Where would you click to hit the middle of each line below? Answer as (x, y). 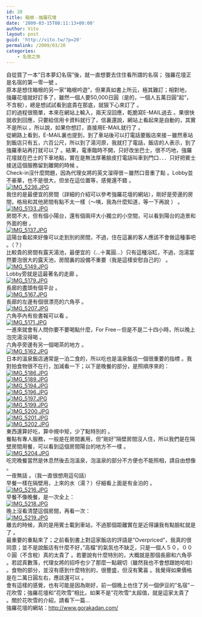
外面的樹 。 (20, 223)
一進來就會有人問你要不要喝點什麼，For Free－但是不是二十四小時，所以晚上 (101, 329)
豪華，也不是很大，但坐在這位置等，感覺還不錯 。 (72, 180)
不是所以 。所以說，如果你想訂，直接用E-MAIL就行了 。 (75, 127)
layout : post (23, 34)
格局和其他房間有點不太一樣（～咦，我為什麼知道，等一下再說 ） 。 (100, 201)
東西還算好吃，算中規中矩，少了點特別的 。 (60, 431)
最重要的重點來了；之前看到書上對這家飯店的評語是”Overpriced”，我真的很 (99, 540)
